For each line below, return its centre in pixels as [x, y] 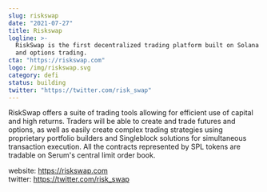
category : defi [34, 75]
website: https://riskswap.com [58, 171]
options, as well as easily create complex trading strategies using [116, 130]
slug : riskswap [34, 16]
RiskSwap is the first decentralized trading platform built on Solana [137, 46]
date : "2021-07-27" [41, 23]
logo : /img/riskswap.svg [50, 68]
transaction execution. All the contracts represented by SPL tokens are [125, 147]
